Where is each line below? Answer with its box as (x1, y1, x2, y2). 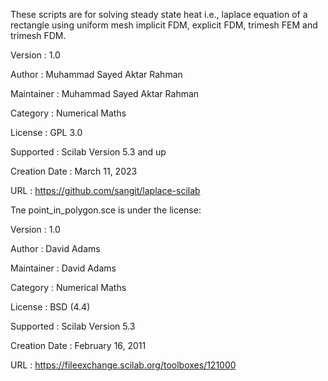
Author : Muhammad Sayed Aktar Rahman (10, 69, 183, 80)
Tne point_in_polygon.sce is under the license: (10, 204, 202, 216)
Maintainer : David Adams (10, 262, 117, 274)
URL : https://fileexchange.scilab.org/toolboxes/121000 (10, 359, 237, 371)
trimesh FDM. (10, 30, 67, 41)
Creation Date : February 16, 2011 (10, 340, 147, 351)
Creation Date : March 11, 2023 (10, 165, 138, 177)
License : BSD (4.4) (10, 301, 91, 313)
